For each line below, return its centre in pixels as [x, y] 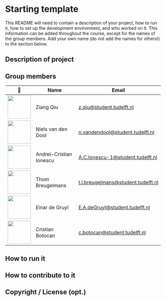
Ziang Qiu [47, 107]
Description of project [40, 60]
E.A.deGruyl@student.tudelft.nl [114, 207]
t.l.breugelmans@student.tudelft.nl [118, 182]
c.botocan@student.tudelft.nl [112, 232]
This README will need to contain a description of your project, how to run [81, 23]
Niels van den [52, 129]
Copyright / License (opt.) [46, 292]
